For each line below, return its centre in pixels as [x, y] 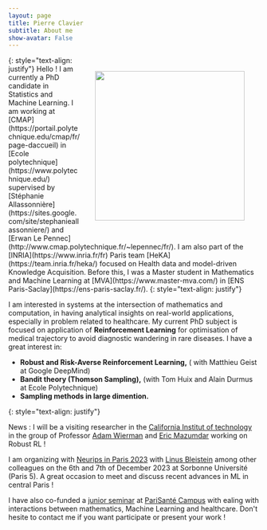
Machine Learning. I [41, 103]
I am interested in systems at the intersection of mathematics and [116, 304]
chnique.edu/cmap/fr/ [44, 137]
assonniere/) [29, 230]
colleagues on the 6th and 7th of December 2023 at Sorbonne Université [128, 468]
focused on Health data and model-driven [168, 264]
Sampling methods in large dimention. [84, 396]
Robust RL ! [27, 444]
